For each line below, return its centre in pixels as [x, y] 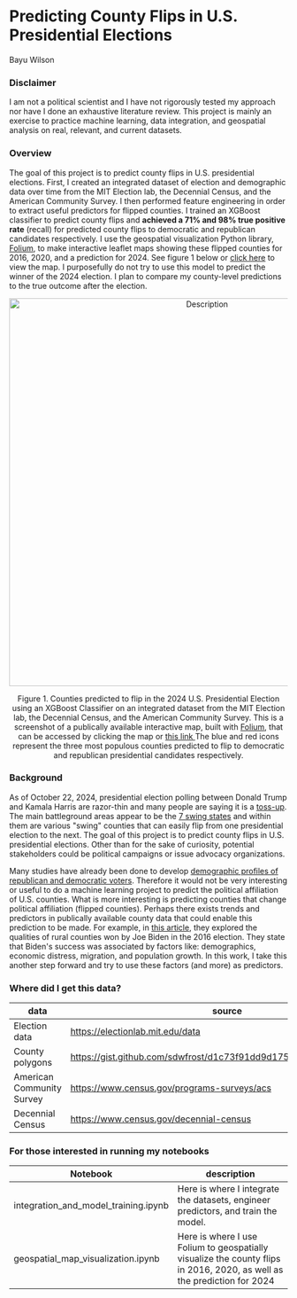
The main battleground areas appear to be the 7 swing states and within [140, 816]
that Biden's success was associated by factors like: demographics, [133, 946]
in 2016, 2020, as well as [230, 1270]
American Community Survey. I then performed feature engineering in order [147, 200]
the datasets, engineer [224, 1200]
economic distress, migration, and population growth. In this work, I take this [148, 956]
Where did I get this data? [65, 988]
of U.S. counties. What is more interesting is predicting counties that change [148, 899]
